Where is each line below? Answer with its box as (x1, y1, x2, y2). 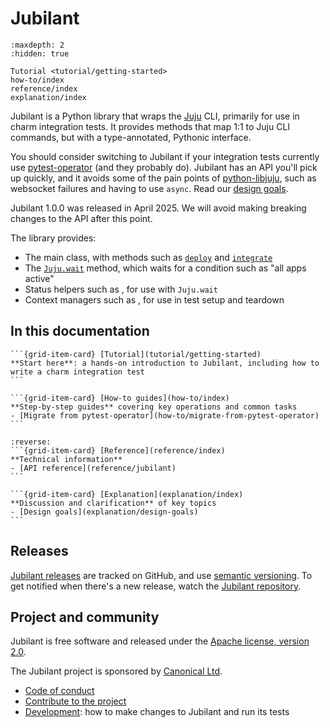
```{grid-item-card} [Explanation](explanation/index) (10, 489, 244, 499)
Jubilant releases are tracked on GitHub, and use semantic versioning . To (10, 569, 313, 581)
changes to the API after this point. (10, 212, 153, 224)
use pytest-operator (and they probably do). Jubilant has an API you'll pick (10, 161, 318, 173)
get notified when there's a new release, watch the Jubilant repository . (10, 580, 302, 592)
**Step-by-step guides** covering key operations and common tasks (10, 402, 298, 412)
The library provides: (10, 232, 97, 244)
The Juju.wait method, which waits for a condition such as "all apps (24, 262, 307, 274)
